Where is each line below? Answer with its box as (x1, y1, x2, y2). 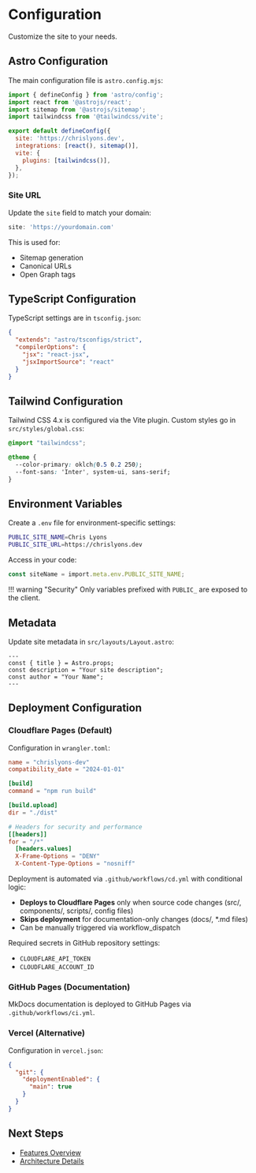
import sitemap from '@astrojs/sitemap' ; (8, 105, 147, 114)
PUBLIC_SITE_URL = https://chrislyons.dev (8, 541, 143, 549)
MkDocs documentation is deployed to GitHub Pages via (8, 999, 191, 1009)
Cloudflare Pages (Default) (8, 725, 113, 736)
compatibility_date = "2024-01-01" (8, 765, 125, 773)
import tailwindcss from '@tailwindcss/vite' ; (8, 113, 164, 121)
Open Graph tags (19, 269, 76, 279)
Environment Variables (8, 498, 123, 511)
